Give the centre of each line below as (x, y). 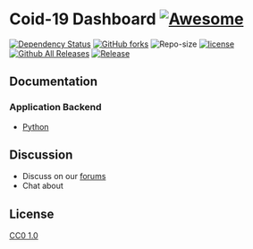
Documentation (54, 82)
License (32, 214)
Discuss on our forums (64, 176)
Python (35, 126)
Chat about (43, 186)
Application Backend (55, 107)
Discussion (41, 155)
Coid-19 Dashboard (83, 19)
